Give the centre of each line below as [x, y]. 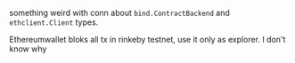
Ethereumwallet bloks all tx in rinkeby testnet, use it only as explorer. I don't [147, 39]
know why [28, 49]
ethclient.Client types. [54, 22]
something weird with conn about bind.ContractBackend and [119, 13]
